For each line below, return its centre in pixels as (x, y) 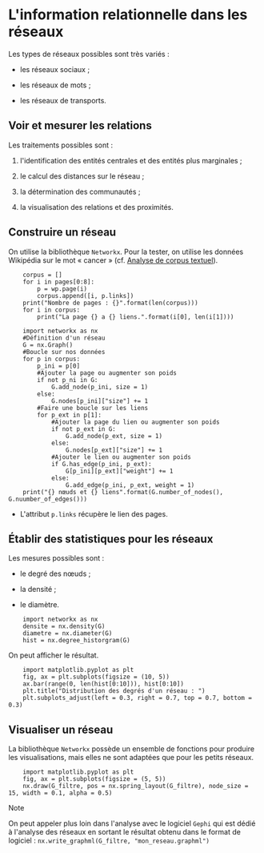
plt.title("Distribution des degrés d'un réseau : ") (114, 691)
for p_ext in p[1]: (70, 415)
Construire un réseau (62, 233)
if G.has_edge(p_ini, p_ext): (101, 464)
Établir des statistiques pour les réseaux (111, 539)
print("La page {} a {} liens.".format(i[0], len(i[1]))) (136, 317)
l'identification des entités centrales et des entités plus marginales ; (131, 160)
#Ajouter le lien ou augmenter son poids (121, 457)
